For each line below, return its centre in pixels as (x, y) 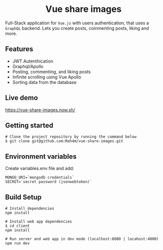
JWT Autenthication (33, 61)
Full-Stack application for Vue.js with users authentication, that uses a (77, 23)
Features (19, 49)
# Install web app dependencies (39, 222)
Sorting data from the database (44, 82)
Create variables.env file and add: (40, 168)
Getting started (29, 125)
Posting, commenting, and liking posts (51, 72)
